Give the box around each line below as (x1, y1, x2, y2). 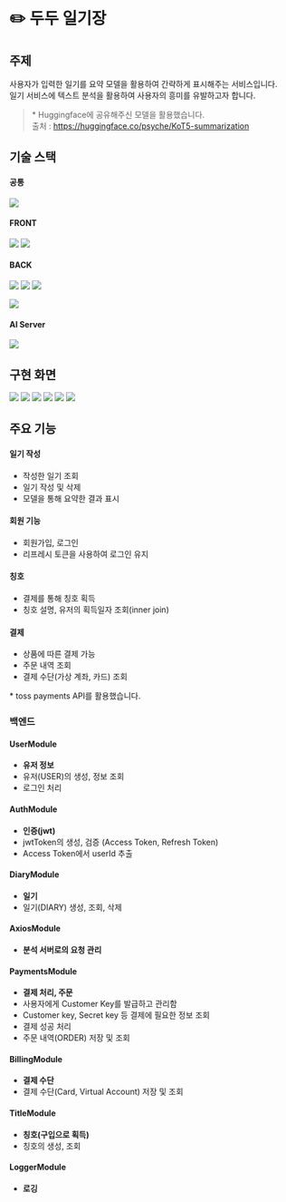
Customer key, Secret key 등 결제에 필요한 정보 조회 (22, 1010, 210, 1021)
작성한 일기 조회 (22, 470, 79, 481)
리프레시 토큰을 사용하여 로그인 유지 (22, 548, 149, 559)
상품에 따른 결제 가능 (22, 649, 96, 660)
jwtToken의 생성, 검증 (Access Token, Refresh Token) (22, 836, 219, 847)
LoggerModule (9, 1162, 66, 1173)
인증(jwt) (22, 825, 56, 836)
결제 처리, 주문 (22, 987, 73, 998)
